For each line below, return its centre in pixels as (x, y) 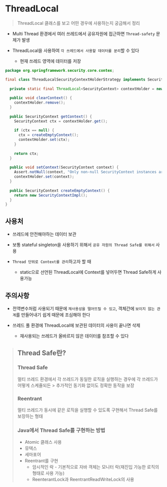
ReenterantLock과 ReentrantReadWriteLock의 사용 (83, 480)
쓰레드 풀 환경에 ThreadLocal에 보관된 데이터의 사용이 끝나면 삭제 (76, 325)
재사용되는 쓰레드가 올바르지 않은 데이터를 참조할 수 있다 (74, 336)
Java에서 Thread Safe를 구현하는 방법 (61, 430)
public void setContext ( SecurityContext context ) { (64, 167)
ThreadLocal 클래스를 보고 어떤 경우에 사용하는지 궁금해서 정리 (79, 23)
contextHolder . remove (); (40, 103)
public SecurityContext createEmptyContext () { (60, 190)
